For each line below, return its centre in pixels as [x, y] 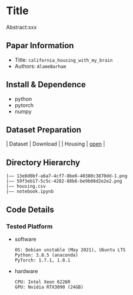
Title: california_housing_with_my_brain [64, 59]
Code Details [30, 209]
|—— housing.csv [26, 187]
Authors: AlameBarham [40, 66]
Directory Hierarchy [43, 162]
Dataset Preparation [44, 130]
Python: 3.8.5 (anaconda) [46, 255]
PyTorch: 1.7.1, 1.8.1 [42, 260]
